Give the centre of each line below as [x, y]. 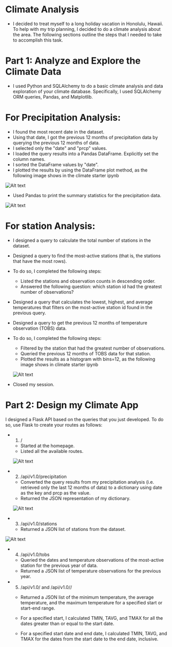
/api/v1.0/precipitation [43, 477]
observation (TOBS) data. [40, 328]
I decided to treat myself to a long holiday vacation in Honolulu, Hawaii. [88, 24]
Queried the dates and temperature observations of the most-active [92, 560]
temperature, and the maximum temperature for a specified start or [91, 602]
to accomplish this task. [38, 40]
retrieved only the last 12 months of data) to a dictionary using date [91, 487]
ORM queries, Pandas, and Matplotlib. [53, 97]
